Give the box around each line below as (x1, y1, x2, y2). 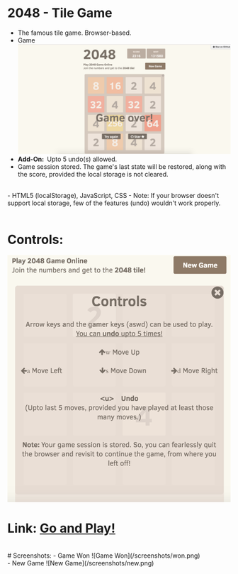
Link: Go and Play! (7, 520, 115, 536)
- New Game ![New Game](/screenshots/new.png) (7, 559, 154, 568)
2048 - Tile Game (7, 5, 113, 21)
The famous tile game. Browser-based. (17, 28, 132, 37)
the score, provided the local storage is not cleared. (17, 170, 169, 179)
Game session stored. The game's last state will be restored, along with (17, 162, 227, 171)
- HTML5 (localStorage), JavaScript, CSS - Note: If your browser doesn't (7, 192, 220, 200)
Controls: (7, 231, 64, 248)
